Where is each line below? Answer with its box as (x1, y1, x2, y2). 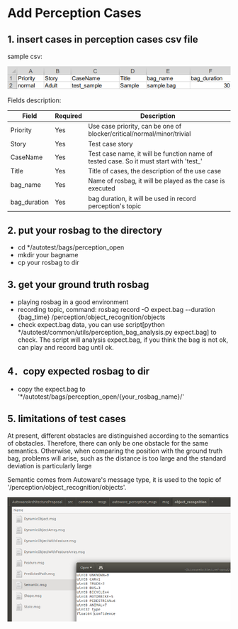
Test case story (88, 139, 133, 148)
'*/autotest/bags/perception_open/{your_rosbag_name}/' (17, 392, 185, 401)
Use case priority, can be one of (88, 122, 182, 131)
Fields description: (7, 96, 62, 104)
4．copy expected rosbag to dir (7, 365, 150, 377)
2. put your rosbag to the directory (7, 224, 163, 236)
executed (88, 184, 115, 193)
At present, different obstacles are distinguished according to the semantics (7, 431, 229, 440)
